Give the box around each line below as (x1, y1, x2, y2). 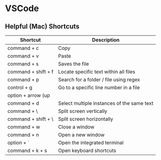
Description (92, 37, 120, 43)
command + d (7, 100, 39, 107)
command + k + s (7, 147, 48, 154)
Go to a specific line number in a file (58, 84, 140, 91)
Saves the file (58, 61, 89, 67)
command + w (7, 124, 40, 130)
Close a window (58, 124, 95, 130)
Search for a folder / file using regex (58, 76, 140, 83)
